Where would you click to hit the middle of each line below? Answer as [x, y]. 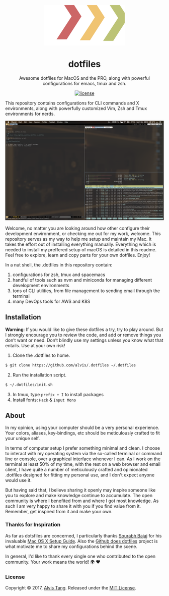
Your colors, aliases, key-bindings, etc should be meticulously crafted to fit [82, 433]
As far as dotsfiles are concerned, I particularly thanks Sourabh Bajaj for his [83, 535]
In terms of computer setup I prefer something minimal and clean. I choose [82, 448]
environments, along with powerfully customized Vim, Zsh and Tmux [76, 108]
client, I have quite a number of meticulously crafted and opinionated [76, 470]
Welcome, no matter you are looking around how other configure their [77, 228]
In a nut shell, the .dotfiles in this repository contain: [59, 264]
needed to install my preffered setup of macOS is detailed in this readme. [81, 249]
